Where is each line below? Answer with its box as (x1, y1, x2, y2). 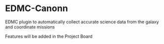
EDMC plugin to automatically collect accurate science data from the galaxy (5, 19, 159, 25)
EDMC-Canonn (5, 3, 68, 14)
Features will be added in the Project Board (5, 33, 93, 39)
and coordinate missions (5, 24, 55, 29)
